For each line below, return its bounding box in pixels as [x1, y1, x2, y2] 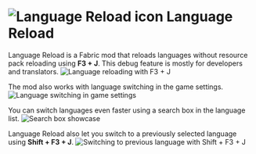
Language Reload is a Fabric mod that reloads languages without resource [8, 50, 248, 59]
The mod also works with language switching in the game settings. [8, 82, 224, 91]
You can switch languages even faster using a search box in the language [8, 106, 246, 115]
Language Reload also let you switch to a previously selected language [8, 129, 237, 138]
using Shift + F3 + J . [8, 137, 74, 146]
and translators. [8, 66, 59, 76]
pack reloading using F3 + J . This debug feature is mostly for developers [8, 59, 243, 68]
